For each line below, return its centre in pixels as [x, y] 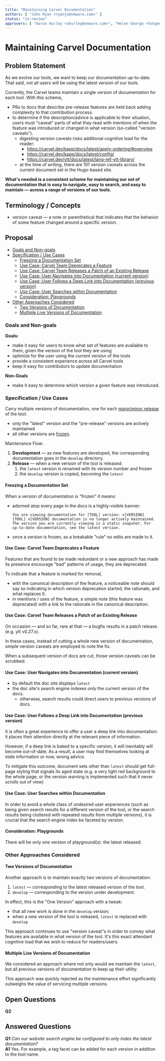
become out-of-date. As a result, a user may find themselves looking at [77, 752]
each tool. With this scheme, [34, 98]
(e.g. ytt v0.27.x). [22, 632]
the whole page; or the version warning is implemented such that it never [79, 777]
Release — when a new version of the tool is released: [67, 463]
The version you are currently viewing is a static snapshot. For [82, 523]
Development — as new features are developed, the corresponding [81, 453]
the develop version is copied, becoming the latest [71, 474]
